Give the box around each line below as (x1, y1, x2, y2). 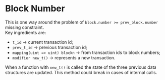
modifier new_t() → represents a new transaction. (12, 54, 115, 60)
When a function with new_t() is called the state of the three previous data (5, 64, 157, 70)
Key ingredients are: (5, 29, 46, 35)
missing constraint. (5, 24, 44, 30)
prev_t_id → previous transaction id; (12, 44, 88, 50)
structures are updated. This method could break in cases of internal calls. (5, 69, 157, 75)
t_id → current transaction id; (12, 39, 73, 45)
